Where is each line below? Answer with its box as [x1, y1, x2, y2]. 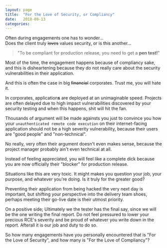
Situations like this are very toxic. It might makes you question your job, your [5, 171, 162, 177]
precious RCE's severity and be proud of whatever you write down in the [5, 217, 155, 223]
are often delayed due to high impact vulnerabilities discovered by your [5, 100, 151, 106]
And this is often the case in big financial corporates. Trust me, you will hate [5, 80, 161, 86]
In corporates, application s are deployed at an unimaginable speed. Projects [5, 95, 162, 101]
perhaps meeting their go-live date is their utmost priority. [5, 196, 124, 202]
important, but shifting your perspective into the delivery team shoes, [5, 191, 148, 197]
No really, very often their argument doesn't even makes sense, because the [5, 141, 162, 147]
